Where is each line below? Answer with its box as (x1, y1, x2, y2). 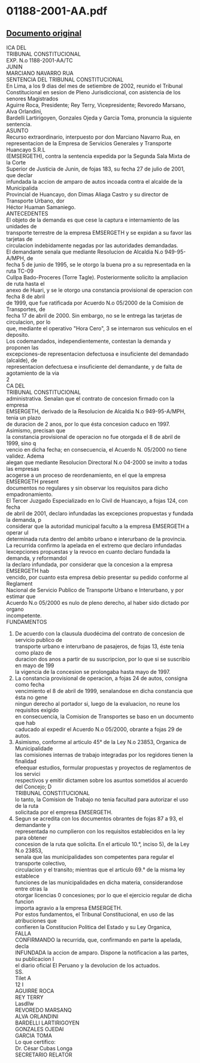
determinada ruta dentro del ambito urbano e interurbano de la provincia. (6, 536, 187, 542)
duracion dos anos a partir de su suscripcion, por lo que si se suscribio (14, 656, 190, 662)
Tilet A (14, 975, 31, 981)
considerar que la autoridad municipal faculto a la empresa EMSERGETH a (6, 522, 190, 530)
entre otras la (14, 885, 48, 892)
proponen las (6, 344, 39, 351)
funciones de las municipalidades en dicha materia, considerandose (14, 879, 183, 886)
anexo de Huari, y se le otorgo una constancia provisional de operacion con (6, 286, 193, 294)
